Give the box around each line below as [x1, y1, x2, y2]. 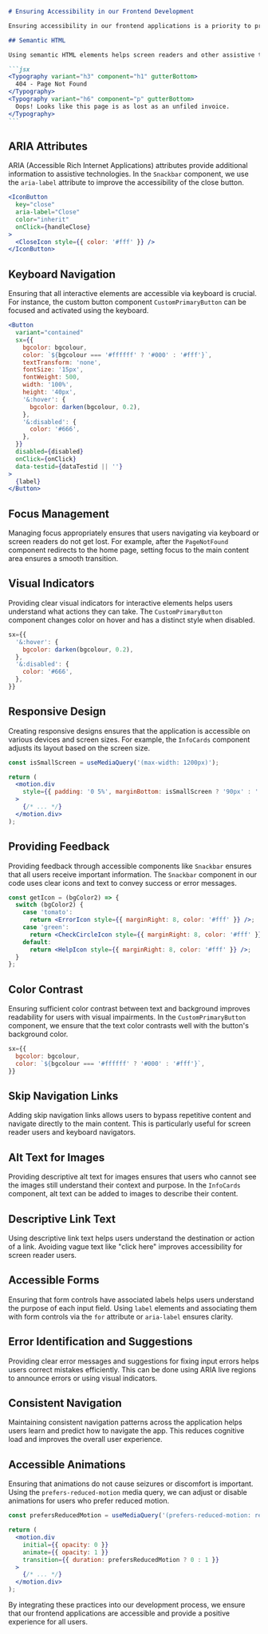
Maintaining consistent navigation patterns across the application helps [8, 1417, 242, 1428]
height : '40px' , [22, 388, 77, 396]
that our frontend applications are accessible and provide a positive [8, 1608, 230, 1618]
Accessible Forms [8, 1273, 100, 1288]
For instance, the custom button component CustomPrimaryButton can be [8, 297, 247, 307]
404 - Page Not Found [15, 80, 88, 88]
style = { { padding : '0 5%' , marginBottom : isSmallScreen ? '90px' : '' [22, 788, 262, 796]
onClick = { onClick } [15, 455, 77, 463]
